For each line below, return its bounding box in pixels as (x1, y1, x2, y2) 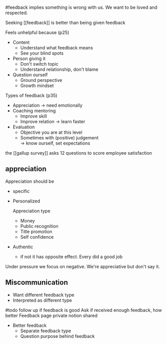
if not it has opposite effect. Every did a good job (20, 253, 123, 260)
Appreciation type (12, 208, 51, 214)
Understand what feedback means (20, 45, 93, 50)
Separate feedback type (20, 328, 71, 334)
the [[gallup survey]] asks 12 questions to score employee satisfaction (5, 150, 152, 156)
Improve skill (20, 113, 47, 119)
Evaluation (12, 124, 35, 130)
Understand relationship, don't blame (20, 66, 98, 72)
